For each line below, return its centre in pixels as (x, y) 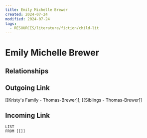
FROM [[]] (15, 131)
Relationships (27, 71)
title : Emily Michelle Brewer (37, 10)
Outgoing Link (27, 88)
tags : (11, 24)
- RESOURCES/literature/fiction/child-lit (54, 28)
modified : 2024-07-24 (28, 19)
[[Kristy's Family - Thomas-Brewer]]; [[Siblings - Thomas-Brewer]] (74, 100)
